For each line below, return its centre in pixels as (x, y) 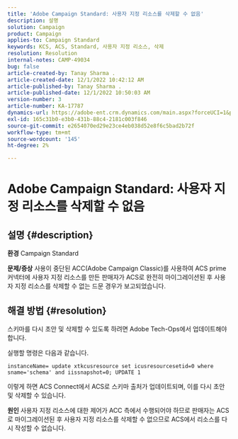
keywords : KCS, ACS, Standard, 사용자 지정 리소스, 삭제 (86, 47)
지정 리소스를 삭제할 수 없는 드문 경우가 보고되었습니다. (90, 286)
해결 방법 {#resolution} (57, 310)
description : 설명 (33, 21)
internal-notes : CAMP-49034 (49, 60)
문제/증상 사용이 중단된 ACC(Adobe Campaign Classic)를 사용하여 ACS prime (117, 268)
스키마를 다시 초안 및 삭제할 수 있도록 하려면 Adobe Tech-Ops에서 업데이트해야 (117, 329)
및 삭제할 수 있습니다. (36, 395)
